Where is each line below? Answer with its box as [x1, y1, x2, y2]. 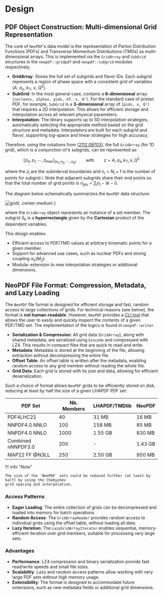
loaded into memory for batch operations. [12, 509, 96, 515]
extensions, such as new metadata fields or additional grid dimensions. [12, 584, 154, 590]
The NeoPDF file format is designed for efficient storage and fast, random [5, 302, 149, 307]
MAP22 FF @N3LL [7, 452, 50, 459]
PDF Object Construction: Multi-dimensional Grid [5, 23, 157, 31]
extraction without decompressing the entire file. [12, 352, 110, 359]
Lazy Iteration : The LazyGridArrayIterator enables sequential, [12, 525, 138, 531]
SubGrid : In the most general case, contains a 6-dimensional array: [12, 91, 148, 97]
